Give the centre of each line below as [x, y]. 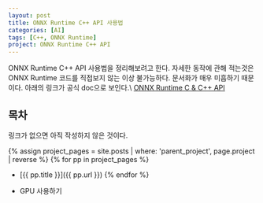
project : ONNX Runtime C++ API [59, 45]
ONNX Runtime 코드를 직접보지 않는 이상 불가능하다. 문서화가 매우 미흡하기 [124, 78]
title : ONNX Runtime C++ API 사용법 [66, 23]
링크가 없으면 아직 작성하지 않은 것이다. [68, 135]
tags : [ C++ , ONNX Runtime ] [52, 37]
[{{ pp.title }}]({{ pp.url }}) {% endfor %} [84, 175]
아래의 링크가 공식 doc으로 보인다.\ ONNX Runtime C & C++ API [125, 88]
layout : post [30, 15]
